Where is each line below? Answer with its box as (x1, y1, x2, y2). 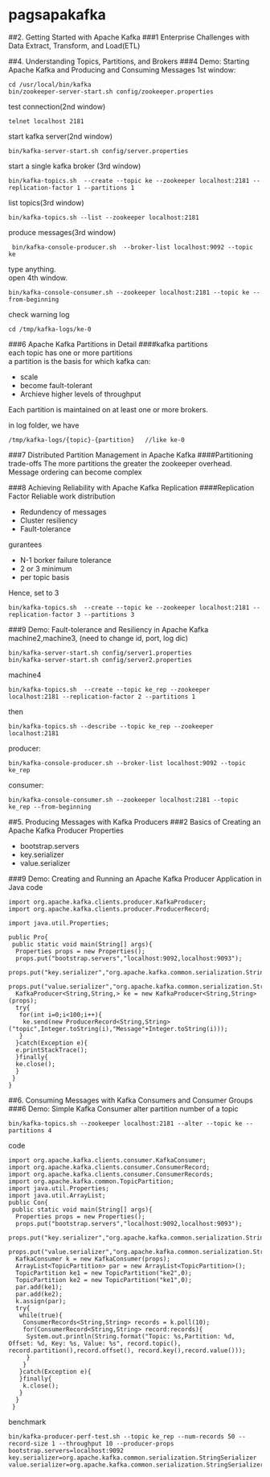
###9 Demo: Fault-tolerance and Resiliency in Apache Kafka (8, 624, 209, 634)
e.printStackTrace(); (15, 1045, 88, 1054)
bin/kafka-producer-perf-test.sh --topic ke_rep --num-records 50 (8, 1432, 235, 1441)
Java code (8, 882, 43, 892)
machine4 (8, 670, 42, 680)
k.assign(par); (15, 1297, 67, 1305)
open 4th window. (8, 272, 68, 283)
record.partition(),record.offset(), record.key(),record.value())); (8, 1347, 247, 1355)
